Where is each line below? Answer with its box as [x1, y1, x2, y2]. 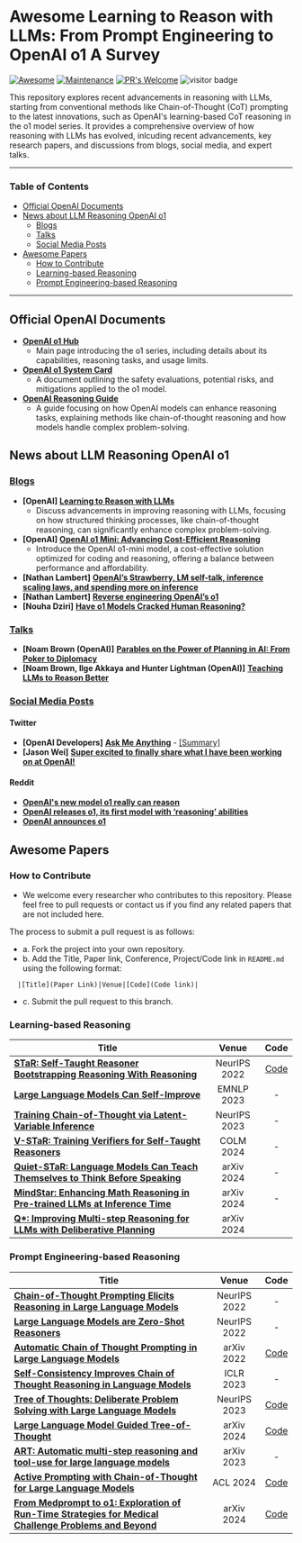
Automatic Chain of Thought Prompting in [13, 1340, 198, 1353]
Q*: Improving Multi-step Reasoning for [13, 1212, 191, 1225]
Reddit [9, 776, 34, 787]
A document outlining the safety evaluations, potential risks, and [35, 374, 274, 385]
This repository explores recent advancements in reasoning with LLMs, [9, 92, 272, 103]
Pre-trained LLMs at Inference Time [13, 1198, 172, 1211]
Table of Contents [9, 180, 90, 193]
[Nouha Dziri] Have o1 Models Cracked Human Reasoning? [22, 601, 245, 612]
